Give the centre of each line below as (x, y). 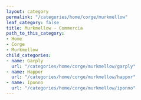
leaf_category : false (33, 22)
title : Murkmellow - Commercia (45, 28)
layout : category (27, 11)
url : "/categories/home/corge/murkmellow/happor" (73, 77)
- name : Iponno (25, 83)
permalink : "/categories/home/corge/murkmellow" (67, 17)
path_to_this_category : (35, 34)
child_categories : (29, 55)
